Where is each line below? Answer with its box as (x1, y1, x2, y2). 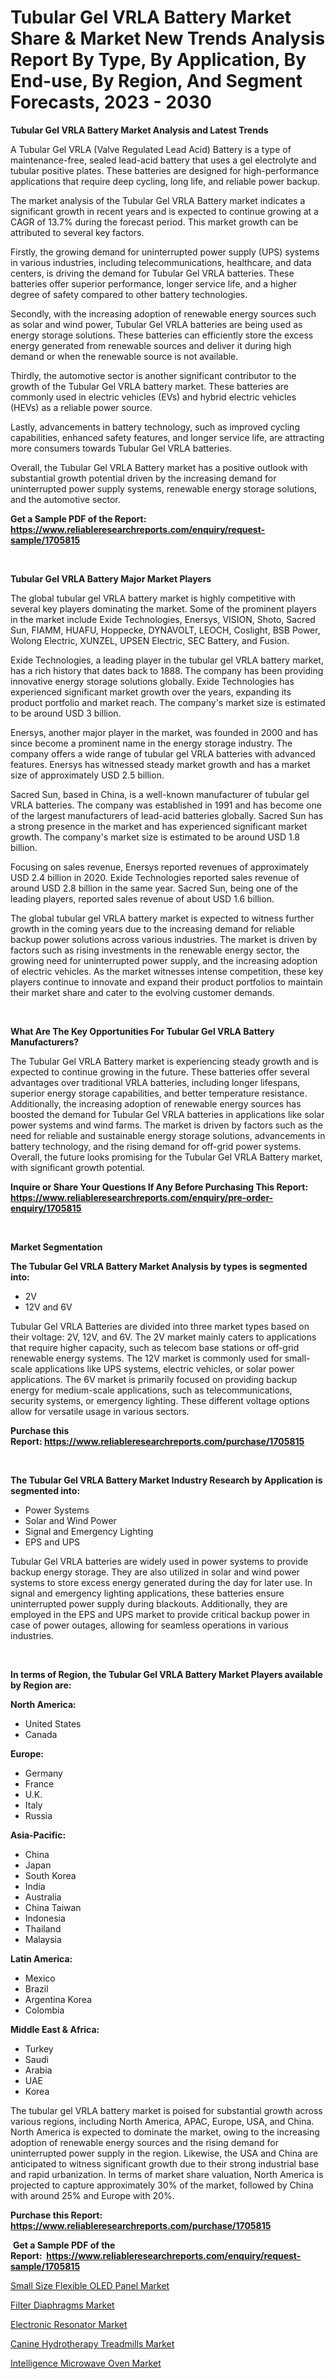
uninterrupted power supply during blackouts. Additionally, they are (10, 1597, 288, 1610)
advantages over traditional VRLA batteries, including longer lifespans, (10, 1076, 301, 1088)
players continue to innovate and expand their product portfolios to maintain (10, 976, 323, 988)
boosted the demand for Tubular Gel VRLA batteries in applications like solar (10, 1108, 325, 1120)
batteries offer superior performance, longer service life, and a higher (10, 277, 297, 290)
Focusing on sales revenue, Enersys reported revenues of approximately (10, 861, 309, 873)
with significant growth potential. (10, 1161, 146, 1173)
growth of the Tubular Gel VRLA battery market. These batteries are (10, 380, 290, 392)
